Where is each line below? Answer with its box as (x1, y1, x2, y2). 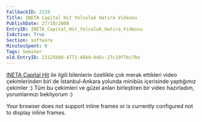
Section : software (6, 37, 53, 43)
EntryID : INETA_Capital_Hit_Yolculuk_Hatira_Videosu (6, 26, 143, 32)
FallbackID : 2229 (6, 9, 50, 15)
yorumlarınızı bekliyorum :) (6, 90, 73, 98)
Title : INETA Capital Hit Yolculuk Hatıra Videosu (6, 15, 138, 21)
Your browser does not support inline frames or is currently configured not (6, 102, 193, 110)
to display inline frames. (6, 109, 66, 116)
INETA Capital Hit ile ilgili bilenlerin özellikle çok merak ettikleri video (6, 71, 178, 78)
